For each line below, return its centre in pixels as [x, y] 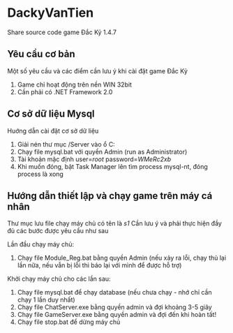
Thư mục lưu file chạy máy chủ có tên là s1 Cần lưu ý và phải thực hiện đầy [114, 223]
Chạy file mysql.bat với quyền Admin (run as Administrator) [102, 151]
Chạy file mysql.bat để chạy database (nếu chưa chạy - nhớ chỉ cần [114, 293]
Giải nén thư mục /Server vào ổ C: [66, 144]
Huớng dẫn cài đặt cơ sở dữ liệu [53, 131]
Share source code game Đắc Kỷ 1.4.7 [62, 32]
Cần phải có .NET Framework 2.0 [65, 91]
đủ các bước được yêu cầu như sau [58, 231]
